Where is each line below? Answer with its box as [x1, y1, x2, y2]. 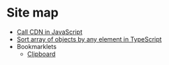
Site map [6, 5, 59, 21]
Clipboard [27, 50, 56, 58]
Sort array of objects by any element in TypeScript [16, 35, 162, 43]
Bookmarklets [16, 42, 57, 50]
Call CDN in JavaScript [16, 28, 83, 36]
